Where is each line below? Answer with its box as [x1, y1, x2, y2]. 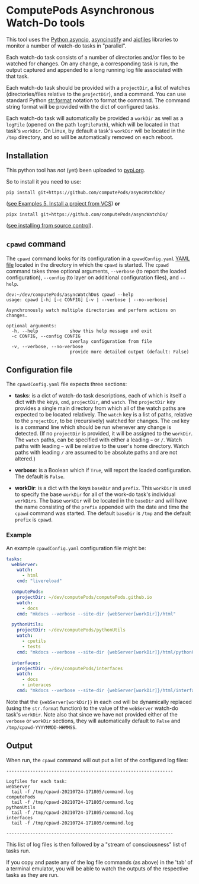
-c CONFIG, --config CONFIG [11, 333, 81, 339]
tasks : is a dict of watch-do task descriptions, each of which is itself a [14, 392, 187, 399]
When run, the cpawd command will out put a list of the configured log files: [6, 756, 188, 763]
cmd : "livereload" [17, 578, 62, 584]
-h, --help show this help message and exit [11, 328, 152, 334]
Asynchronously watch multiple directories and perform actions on [6, 307, 176, 313]
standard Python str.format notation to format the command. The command [6, 96, 190, 104]
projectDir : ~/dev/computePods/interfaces [17, 665, 123, 671]
